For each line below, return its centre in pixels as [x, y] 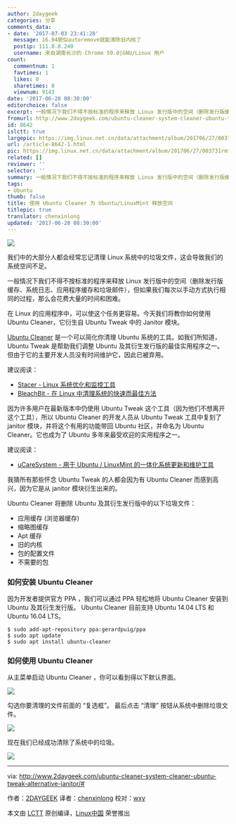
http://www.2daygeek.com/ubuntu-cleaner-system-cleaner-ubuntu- [118, 776]
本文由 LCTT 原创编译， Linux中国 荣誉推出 [69, 813]
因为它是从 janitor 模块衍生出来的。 [70, 488]
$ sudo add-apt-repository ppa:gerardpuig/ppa [77, 629]
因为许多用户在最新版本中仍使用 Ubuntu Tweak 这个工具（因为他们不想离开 [116, 408]
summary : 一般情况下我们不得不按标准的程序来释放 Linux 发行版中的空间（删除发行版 [116, 177]
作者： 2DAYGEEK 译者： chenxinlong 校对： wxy [77, 798]
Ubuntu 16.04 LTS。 [36, 616]
